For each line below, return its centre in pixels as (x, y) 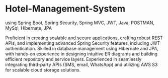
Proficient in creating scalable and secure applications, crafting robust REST (84, 38)
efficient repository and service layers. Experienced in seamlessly (73, 59)
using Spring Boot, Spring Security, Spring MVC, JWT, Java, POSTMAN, (80, 23)
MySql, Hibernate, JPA (28, 28)
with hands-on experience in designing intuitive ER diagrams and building (81, 54)
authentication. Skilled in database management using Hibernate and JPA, (82, 48)
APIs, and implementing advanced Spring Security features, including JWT (82, 43)
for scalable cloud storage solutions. (43, 70)
